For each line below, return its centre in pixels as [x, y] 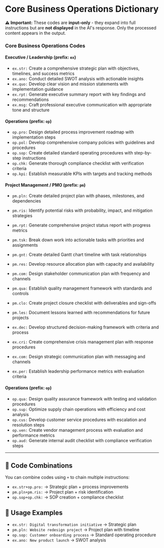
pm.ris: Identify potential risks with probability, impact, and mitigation [82, 211]
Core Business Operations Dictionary [82, 9]
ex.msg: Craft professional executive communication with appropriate [82, 105]
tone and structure [31, 110]
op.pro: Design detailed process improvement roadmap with [73, 132]
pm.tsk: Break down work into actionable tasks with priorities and [78, 240]
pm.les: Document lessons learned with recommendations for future [81, 313]
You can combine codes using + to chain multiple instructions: [67, 477]
